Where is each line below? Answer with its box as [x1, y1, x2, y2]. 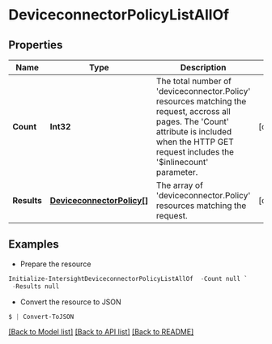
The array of [156, 180, 204, 191]
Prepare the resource [19, 259, 91, 269]
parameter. [156, 167, 198, 177]
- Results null [11, 282, 60, 291]
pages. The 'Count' [156, 116, 229, 127]
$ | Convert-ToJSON [8, 312, 74, 321]
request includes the [156, 147, 235, 157]
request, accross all [156, 106, 231, 117]
